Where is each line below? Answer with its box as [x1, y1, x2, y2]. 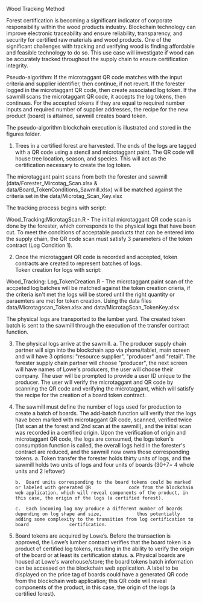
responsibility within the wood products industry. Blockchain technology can [6, 24, 196, 30]
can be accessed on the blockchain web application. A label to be [14, 564, 178, 572]
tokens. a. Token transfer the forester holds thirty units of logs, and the [14, 455, 191, 462]
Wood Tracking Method [6, 5, 65, 12]
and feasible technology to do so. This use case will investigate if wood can [6, 49, 194, 56]
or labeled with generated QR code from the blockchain [14, 484, 194, 490]
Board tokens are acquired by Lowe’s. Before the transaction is [14, 532, 171, 539]
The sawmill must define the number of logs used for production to [14, 403, 182, 410]
